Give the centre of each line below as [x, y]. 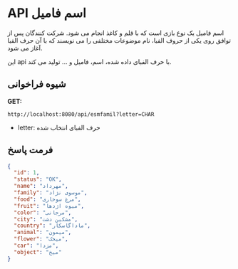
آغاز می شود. [25, 48]
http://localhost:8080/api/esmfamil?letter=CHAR [81, 114]
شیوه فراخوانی [37, 84]
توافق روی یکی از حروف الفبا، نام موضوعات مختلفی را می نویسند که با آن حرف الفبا [119, 40]
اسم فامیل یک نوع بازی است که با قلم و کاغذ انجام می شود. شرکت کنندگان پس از [116, 33]
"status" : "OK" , [38, 179]
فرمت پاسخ [30, 150]
